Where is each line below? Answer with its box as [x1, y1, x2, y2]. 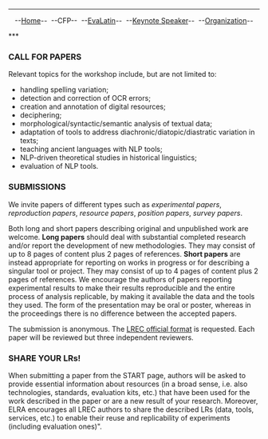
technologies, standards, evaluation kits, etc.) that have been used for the [8, 387, 250, 397]
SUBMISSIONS [8, 182, 66, 193]
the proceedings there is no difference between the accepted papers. [8, 309, 237, 318]
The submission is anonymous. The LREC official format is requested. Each [8, 324, 255, 333]
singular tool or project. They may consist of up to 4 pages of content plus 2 [8, 265, 259, 276]
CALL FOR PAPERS [8, 51, 82, 62]
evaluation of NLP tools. [19, 162, 99, 171]
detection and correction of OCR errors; [19, 94, 152, 103]
